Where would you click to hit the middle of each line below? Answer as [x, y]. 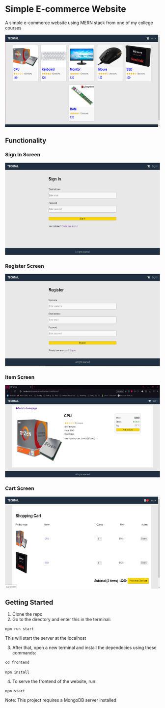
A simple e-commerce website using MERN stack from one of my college [79, 23]
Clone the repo [27, 614]
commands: [24, 653]
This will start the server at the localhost [46, 638]
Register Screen [25, 266]
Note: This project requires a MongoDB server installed [61, 700]
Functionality [26, 141]
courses [13, 28]
